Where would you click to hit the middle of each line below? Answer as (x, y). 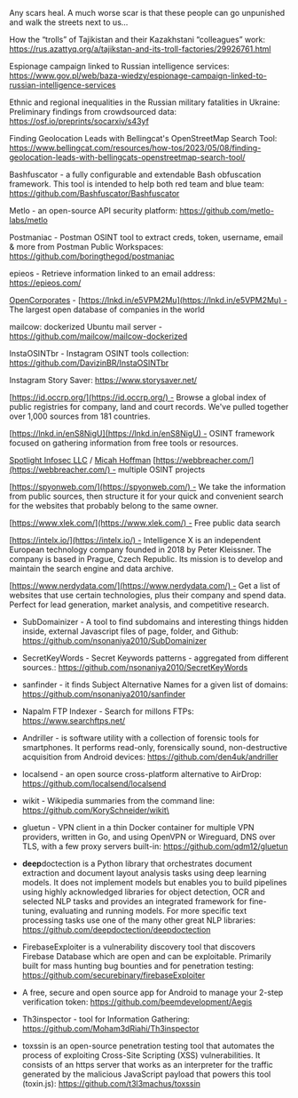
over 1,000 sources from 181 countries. (80, 416)
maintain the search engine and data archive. (92, 569)
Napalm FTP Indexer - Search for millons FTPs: (108, 711)
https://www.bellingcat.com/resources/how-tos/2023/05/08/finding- (135, 148)
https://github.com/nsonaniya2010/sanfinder (104, 694)
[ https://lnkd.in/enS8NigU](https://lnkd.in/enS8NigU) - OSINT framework (142, 433)
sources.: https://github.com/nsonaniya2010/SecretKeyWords (135, 667)
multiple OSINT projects (162, 469)
